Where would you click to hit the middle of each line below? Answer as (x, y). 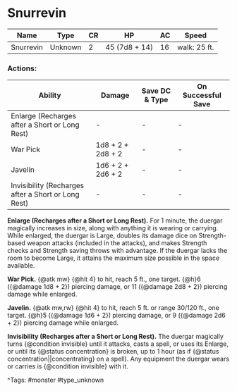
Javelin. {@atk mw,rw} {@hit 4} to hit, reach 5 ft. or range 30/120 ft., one (114, 308)
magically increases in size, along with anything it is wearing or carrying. (113, 228)
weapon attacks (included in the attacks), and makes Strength (117, 243)
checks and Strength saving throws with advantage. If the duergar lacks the (117, 251)
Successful (202, 95)
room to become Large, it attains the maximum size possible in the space (114, 258)
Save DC (156, 91)
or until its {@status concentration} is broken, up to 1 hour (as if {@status (113, 352)
